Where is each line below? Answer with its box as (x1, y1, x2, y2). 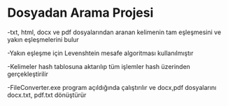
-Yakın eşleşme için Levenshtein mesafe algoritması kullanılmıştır (7, 49, 194, 57)
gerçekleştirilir (7, 70, 49, 78)
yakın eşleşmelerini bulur (7, 35, 79, 43)
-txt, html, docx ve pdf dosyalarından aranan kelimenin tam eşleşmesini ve (7, 28, 222, 36)
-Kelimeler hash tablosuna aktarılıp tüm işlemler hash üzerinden (7, 62, 191, 70)
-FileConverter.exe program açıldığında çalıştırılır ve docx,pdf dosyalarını (7, 83, 217, 91)
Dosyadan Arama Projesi (7, 5, 154, 21)
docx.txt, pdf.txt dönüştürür (7, 91, 87, 99)
